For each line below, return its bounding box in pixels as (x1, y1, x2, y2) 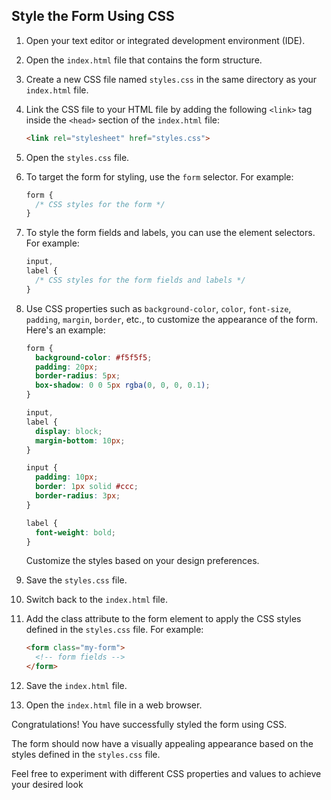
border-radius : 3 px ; (35, 491, 121, 501)
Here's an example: (25, 324, 106, 336)
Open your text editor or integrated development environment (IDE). (25, 34, 306, 46)
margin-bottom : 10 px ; (35, 435, 126, 446)
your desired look (11, 779, 84, 791)
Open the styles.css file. (25, 151, 130, 163)
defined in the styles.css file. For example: (25, 624, 204, 636)
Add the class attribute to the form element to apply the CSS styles (25, 613, 302, 625)
